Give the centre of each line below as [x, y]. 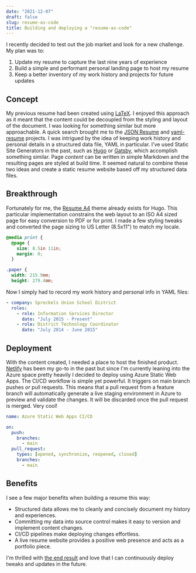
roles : [19, 308]
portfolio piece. [33, 546]
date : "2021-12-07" [30, 11]
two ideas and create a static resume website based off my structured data [97, 169]
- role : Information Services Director [65, 313]
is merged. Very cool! [32, 405]
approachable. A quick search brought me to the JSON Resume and [88, 132]
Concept [22, 99]
